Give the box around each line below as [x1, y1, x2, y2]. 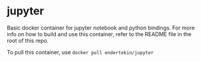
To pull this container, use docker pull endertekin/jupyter [7, 48, 154, 55]
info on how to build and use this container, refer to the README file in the [7, 30, 192, 37]
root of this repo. [7, 37, 49, 44]
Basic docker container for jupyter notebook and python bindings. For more [7, 24, 196, 31]
